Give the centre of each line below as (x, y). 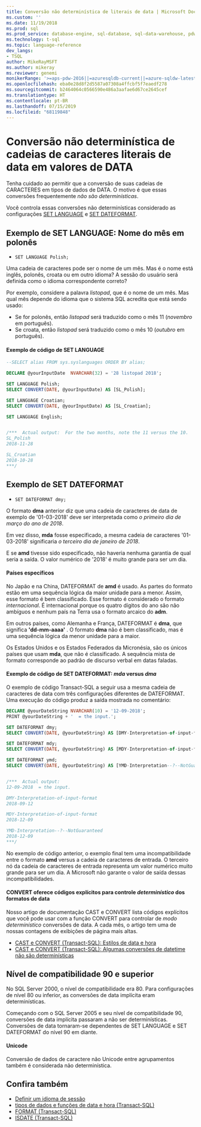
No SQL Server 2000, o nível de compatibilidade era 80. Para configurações (100, 989)
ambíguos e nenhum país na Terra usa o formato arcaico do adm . (87, 612)
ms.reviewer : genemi (32, 73)
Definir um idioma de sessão (50, 1098)
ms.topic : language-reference (44, 45)
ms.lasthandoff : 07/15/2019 (41, 106)
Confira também (37, 1084)
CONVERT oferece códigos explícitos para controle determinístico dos (96, 892)
